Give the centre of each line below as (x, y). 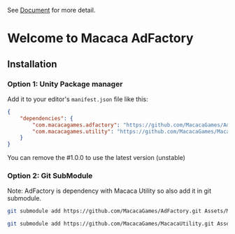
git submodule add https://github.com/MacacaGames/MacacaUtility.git (111, 224)
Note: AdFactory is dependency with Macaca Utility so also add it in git (109, 191)
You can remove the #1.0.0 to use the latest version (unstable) (96, 158)
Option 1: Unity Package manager (65, 84)
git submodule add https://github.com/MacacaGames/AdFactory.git (104, 211)
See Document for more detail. (51, 10)
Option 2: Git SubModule (50, 176)
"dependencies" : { (47, 118)
